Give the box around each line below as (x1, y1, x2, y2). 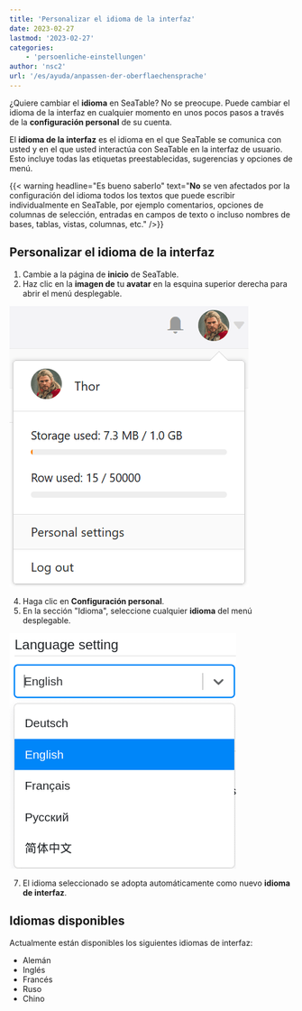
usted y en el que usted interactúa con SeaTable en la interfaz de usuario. (9, 143, 283, 154)
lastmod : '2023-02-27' (9, 33, 95, 42)
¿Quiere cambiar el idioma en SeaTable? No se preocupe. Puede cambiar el (9, 97, 290, 108)
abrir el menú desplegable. (22, 288, 123, 299)
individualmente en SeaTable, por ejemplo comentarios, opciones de (9, 199, 264, 210)
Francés (22, 974, 53, 985)
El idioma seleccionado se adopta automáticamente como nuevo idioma (22, 878, 291, 888)
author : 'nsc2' (9, 62, 67, 71)
